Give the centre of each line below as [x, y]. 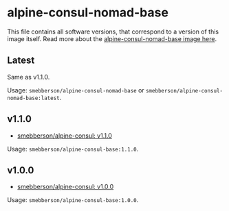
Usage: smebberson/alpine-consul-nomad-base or [76, 90]
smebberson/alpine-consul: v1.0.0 [65, 187]
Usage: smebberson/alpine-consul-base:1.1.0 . [73, 149]
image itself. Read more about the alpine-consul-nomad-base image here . [112, 38]
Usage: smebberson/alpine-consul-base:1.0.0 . [73, 200]
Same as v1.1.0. [29, 77]
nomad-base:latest [33, 98]
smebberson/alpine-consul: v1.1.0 [64, 136]
